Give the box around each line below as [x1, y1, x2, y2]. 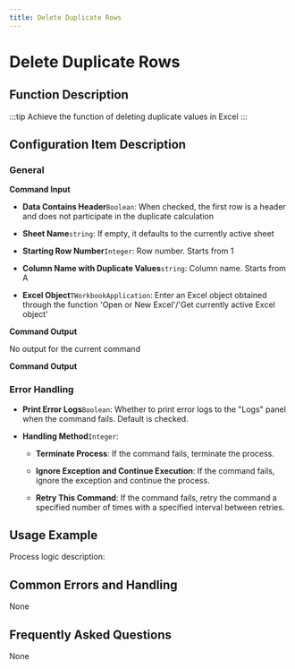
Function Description [9, 87, 130, 103]
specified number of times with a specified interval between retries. [35, 502, 285, 512]
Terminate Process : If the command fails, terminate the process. [35, 448, 275, 459]
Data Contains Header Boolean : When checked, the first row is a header [21, 202, 286, 212]
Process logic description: [9, 552, 105, 562]
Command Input [9, 184, 71, 195]
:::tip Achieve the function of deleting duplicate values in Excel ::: [9, 111, 248, 122]
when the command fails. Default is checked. [21, 413, 190, 424]
